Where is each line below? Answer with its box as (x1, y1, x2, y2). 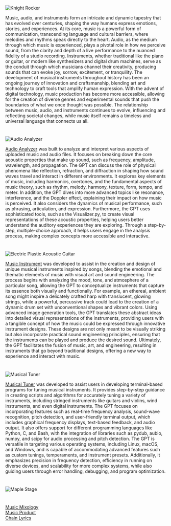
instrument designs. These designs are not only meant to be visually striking (5, 326, 166, 332)
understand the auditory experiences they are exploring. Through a (5, 222, 147, 228)
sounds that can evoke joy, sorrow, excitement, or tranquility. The (5, 69, 143, 75)
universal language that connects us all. (5, 118, 89, 124)
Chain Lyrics (5, 515, 32, 521)
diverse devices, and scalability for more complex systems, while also (5, 463, 152, 469)
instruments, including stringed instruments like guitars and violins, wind (5, 397, 157, 404)
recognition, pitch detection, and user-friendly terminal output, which (5, 413, 151, 420)
